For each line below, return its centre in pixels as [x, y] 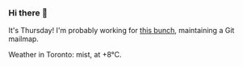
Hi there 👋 [28, 13]
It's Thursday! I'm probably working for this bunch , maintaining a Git [121, 31]
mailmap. [23, 39]
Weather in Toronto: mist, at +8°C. [65, 55]
